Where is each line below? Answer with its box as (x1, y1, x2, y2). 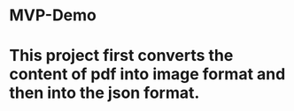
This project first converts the (9, 46, 234, 66)
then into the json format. (9, 83, 200, 103)
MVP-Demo (9, 5, 97, 26)
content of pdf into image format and (9, 64, 286, 85)
